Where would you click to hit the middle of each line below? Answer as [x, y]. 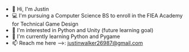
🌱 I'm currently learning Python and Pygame [66, 36]
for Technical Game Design [45, 24]
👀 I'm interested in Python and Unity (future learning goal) [83, 30]
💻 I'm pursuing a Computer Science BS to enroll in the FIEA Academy [97, 15]
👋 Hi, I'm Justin [30, 9]
